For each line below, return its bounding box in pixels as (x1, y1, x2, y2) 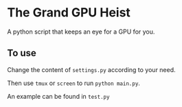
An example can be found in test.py (7, 92, 110, 100)
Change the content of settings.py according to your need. (7, 65, 177, 73)
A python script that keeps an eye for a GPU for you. (7, 27, 155, 36)
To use (7, 47, 36, 59)
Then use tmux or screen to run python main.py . (7, 79, 141, 87)
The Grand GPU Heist (7, 5, 130, 21)
